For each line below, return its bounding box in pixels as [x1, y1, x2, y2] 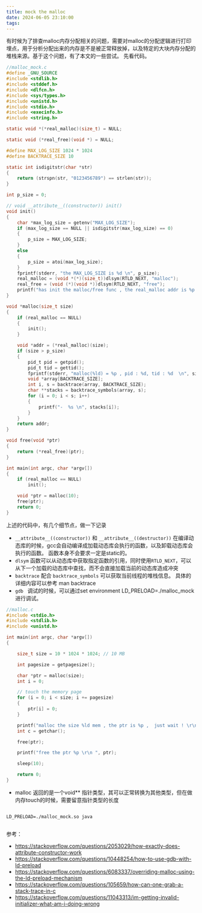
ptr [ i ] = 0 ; [28, 706, 58, 712]
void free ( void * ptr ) [6, 437, 61, 444]
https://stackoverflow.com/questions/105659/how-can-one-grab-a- [14, 880, 184, 888]
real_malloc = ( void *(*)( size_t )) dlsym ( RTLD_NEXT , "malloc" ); [17, 276, 179, 282]
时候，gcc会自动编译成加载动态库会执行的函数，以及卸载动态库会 [31, 541, 194, 549]
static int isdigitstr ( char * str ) [6, 164, 93, 170]
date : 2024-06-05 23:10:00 [6, 14, 74, 21]
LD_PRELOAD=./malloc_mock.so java [6, 813, 93, 819]
